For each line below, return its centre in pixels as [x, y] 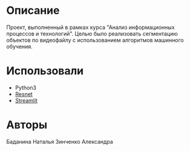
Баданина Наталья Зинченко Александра [60, 141]
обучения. [20, 47]
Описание [33, 11]
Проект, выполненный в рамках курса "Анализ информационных [90, 27]
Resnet [24, 94]
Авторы [27, 125]
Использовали [45, 71]
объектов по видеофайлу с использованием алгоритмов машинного [95, 40]
